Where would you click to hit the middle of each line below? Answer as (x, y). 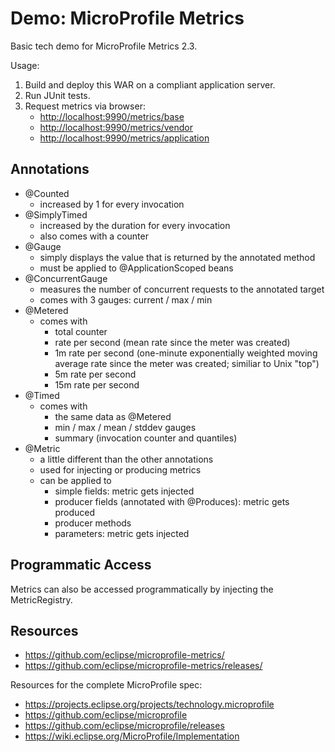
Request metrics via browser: (85, 106)
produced (74, 512)
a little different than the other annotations (126, 459)
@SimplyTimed (56, 214)
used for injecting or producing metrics (120, 469)
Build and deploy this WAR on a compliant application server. (150, 84)
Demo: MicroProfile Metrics (127, 18)
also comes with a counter (94, 236)
